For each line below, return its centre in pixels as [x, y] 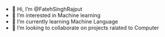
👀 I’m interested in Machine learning [56, 15]
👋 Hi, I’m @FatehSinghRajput [47, 9]
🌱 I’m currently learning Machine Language [65, 21]
